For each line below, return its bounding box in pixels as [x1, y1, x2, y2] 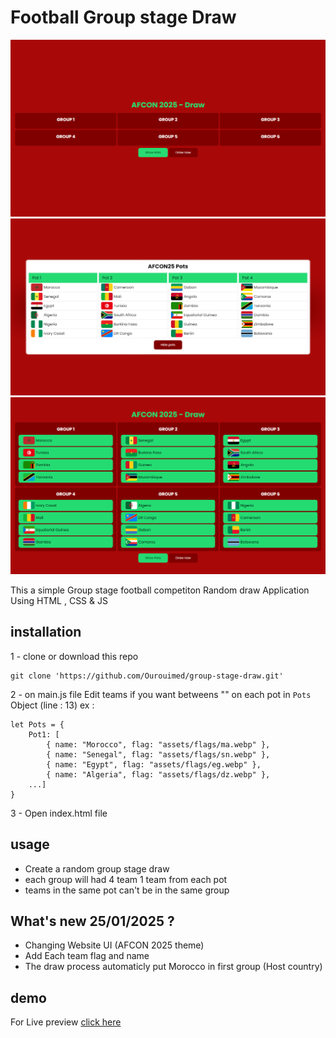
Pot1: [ [28, 729, 60, 740]
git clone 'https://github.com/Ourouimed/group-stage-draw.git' [10, 671, 284, 681]
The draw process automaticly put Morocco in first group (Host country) [24, 961, 323, 973]
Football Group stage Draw [10, 6, 237, 29]
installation [10, 624, 82, 641]
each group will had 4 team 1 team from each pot [24, 873, 228, 885]
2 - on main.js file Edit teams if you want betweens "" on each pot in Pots [10, 688, 312, 700]
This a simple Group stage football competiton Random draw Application [10, 584, 310, 596]
